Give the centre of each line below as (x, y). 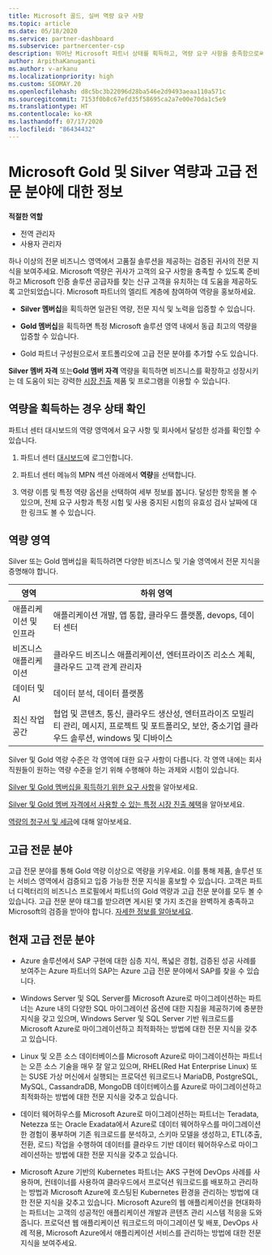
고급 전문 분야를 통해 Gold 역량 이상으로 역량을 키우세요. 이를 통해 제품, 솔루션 (132, 871)
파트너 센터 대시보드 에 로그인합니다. (76, 457)
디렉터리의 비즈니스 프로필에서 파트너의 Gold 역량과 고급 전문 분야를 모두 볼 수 (140, 891)
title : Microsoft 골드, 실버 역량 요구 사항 (76, 16)
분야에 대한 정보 (74, 192)
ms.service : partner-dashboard (61, 39)
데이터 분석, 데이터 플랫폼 (98, 694)
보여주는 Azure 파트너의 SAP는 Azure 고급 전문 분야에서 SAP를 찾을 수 (132, 971)
